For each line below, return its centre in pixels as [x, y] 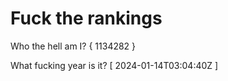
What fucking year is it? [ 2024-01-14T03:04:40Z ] [114, 65]
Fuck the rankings [86, 18]
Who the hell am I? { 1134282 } [73, 46]
